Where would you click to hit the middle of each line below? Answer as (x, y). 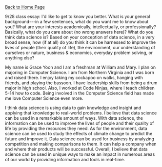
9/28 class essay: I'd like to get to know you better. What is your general (78, 16)
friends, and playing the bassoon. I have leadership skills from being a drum (81, 83)
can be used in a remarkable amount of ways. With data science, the (74, 118)
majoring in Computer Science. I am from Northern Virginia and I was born (80, 72)
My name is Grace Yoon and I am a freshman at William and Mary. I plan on (81, 67)
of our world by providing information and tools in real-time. (65, 159)
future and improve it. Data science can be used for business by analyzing (80, 139)
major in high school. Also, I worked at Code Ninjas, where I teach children (80, 88)
